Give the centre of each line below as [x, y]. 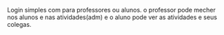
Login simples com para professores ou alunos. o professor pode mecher [111, 10]
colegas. [19, 24]
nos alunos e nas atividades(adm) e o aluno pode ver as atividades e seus [112, 17]
